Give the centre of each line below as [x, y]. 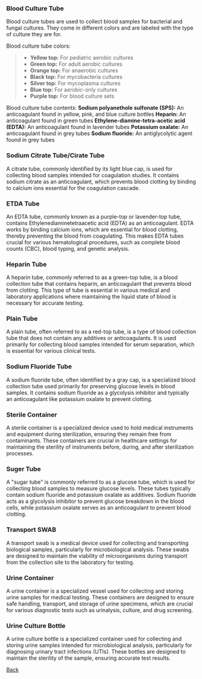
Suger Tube [24, 469]
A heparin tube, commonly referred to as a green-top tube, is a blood [92, 277]
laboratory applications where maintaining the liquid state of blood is [91, 297]
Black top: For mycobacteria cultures [76, 77]
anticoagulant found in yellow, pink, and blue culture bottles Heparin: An [96, 114]
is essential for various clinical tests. [51, 351]
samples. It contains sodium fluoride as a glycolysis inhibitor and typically [98, 393]
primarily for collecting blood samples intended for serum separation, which [100, 344]
